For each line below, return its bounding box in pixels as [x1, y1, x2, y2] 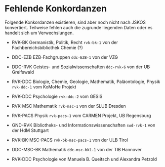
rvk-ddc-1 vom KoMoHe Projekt [11, 83, 77, 89]
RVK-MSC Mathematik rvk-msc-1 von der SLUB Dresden [11, 103, 126, 109]
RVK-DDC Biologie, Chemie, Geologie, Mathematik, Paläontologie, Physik [11, 79, 161, 84]
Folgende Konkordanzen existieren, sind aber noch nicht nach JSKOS [4, 19, 146, 25]
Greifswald [11, 69, 34, 75]
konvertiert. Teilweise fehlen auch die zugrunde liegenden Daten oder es [4, 24, 153, 30]
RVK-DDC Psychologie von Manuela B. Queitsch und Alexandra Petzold [11, 156, 157, 162]
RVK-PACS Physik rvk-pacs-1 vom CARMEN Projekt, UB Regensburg [11, 112, 151, 119]
